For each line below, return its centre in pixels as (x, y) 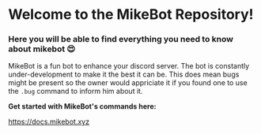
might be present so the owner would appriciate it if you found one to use (128, 83)
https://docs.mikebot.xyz (49, 122)
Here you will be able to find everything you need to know (121, 39)
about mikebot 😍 (42, 49)
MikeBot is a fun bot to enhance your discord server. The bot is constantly (129, 66)
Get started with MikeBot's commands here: (82, 106)
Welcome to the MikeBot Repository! (131, 15)
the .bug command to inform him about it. (76, 91)
